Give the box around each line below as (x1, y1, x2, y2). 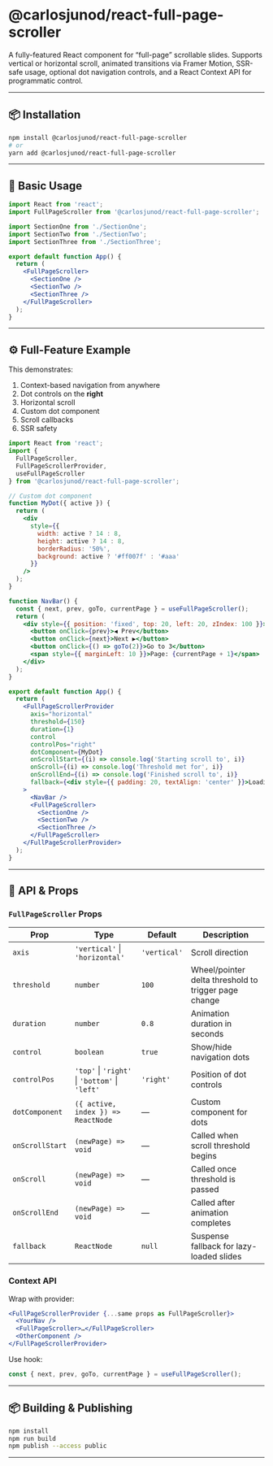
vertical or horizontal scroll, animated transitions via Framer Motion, (8, 59, 235, 68)
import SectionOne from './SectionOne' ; (8, 222, 148, 231)
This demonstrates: (8, 364, 73, 375)
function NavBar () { (8, 597, 79, 605)
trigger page (190, 985, 238, 996)
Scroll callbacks (19, 415, 74, 424)
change (190, 994, 220, 1006)
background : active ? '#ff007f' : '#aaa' (37, 552, 180, 560)
